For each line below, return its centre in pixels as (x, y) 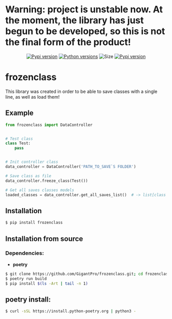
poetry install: (28, 299)
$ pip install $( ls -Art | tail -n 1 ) (47, 284)
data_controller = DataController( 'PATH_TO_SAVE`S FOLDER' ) (71, 167)
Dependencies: (25, 253)
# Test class (19, 139)
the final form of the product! (68, 42)
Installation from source (44, 239)
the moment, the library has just (75, 20)
